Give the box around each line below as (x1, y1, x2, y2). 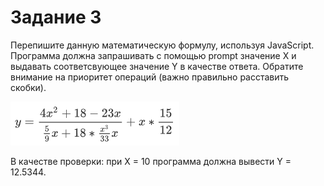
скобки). (10, 81, 47, 93)
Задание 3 (10, 6, 102, 29)
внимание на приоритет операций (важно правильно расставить (10, 71, 290, 83)
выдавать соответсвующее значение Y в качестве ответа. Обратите (10, 60, 304, 72)
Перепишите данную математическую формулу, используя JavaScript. (10, 39, 315, 51)
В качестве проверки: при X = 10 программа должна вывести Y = (10, 155, 292, 167)
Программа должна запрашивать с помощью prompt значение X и (10, 49, 297, 61)
